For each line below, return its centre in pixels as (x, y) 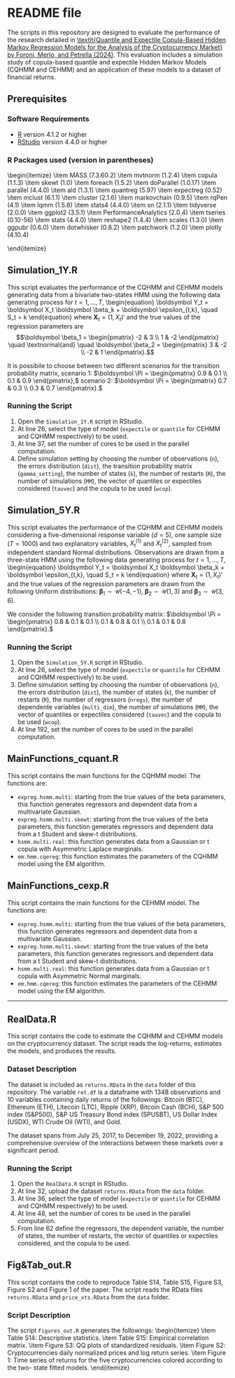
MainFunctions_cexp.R (58, 886)
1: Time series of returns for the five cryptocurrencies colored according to (115, 1360)
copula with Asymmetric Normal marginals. (79, 976)
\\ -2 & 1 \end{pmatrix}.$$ (117, 352)
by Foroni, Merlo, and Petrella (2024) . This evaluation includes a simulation (115, 55)
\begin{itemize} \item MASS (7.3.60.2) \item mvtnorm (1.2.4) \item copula (113, 175)
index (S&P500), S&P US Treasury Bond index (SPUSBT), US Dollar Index (113, 1114)
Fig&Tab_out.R (40, 1266)
